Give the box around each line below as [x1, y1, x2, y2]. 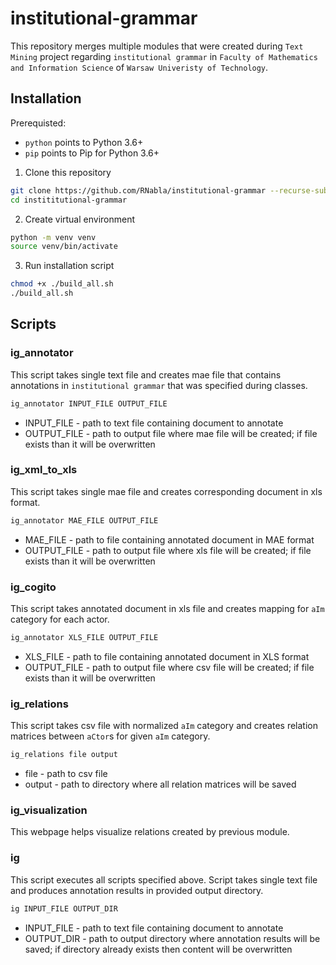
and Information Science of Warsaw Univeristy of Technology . [10, 61, 269, 73]
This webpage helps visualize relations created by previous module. [10, 826, 290, 838]
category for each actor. [10, 613, 110, 626]
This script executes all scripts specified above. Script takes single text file [10, 873, 318, 886]
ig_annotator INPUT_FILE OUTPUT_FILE [10, 398, 168, 409]
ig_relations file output [10, 750, 118, 760]
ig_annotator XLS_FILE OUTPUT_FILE [10, 633, 159, 643]
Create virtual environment [24, 213, 136, 225]
